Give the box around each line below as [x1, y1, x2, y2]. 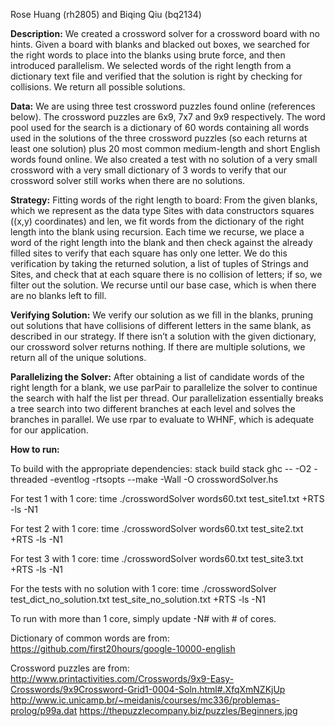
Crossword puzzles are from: [10, 662, 130, 674]
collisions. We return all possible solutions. [10, 81, 186, 93]
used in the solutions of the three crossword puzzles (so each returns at [10, 132, 308, 144]
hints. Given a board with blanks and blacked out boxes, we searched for [10, 39, 311, 50]
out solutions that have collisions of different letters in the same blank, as [10, 320, 312, 331]
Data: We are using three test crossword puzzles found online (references [10, 100, 316, 112]
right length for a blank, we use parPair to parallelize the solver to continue [10, 382, 318, 393]
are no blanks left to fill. [10, 290, 107, 301]
